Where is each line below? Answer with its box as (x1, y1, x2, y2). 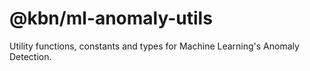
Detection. (9, 50, 52, 62)
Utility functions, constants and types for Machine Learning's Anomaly (9, 40, 300, 52)
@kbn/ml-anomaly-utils (9, 7, 213, 30)
